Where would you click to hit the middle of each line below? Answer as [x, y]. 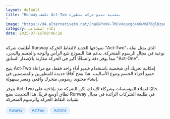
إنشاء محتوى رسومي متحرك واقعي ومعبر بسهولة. [52, 79]
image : [13, 24]
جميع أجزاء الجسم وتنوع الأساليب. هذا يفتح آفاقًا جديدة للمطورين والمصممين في [80, 73]
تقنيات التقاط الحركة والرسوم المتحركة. [43, 99]
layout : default [23, 10]
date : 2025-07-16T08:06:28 [34, 33]
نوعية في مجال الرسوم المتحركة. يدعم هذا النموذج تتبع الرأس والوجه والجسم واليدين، [85, 53]
